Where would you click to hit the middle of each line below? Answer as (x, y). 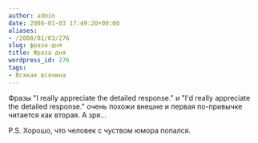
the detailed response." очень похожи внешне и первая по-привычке (125, 106)
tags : (17, 68)
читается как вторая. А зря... (57, 115)
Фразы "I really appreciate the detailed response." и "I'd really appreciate (129, 97)
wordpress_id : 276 (39, 61)
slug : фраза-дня (35, 46)
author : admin (32, 16)
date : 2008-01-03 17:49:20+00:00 (64, 23)
